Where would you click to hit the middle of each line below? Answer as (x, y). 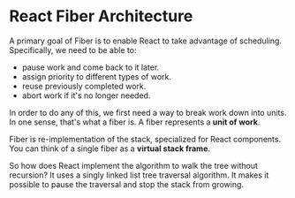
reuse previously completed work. (84, 86)
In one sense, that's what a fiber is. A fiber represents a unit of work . (135, 122)
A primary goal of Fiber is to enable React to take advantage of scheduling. (146, 41)
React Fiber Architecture (101, 16)
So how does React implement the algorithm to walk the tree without (134, 165)
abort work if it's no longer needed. (86, 95)
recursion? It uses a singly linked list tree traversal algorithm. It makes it (139, 175)
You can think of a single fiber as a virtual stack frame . (110, 148)
